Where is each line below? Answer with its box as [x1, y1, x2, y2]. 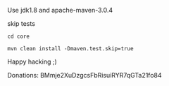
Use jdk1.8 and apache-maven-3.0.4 [7, 6, 113, 14]
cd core [7, 33, 30, 40]
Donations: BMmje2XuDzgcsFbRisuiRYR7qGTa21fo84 [7, 71, 162, 79]
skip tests [7, 20, 35, 27]
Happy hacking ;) [7, 57, 58, 66]
